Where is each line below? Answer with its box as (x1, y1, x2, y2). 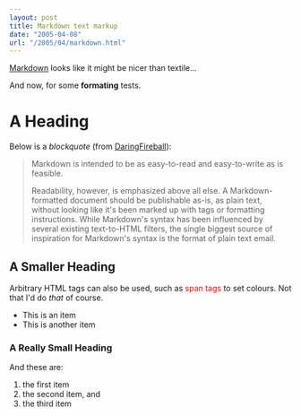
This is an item (21, 310, 76, 320)
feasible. (30, 168, 64, 179)
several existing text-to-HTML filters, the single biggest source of (30, 223, 273, 234)
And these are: (9, 362, 64, 373)
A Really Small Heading (9, 342, 113, 354)
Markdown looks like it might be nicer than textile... (9, 63, 197, 74)
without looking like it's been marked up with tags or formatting (30, 204, 265, 215)
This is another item (21, 319, 96, 330)
